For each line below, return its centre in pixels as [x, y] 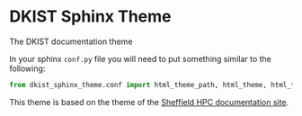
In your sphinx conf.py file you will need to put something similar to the [141, 58]
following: [27, 68]
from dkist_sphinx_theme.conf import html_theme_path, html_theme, [138, 85]
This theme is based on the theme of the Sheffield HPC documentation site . [149, 102]
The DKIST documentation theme [71, 41]
